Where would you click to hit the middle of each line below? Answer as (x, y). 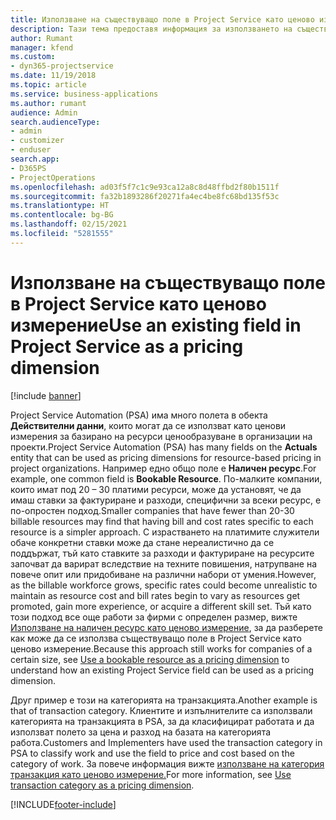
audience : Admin (44, 112)
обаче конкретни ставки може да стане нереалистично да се (142, 542)
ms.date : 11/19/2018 (53, 76)
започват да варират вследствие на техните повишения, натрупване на (164, 563)
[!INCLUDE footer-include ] (63, 804)
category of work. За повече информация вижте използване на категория (167, 763)
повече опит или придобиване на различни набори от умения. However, (163, 574)
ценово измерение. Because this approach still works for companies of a (161, 648)
